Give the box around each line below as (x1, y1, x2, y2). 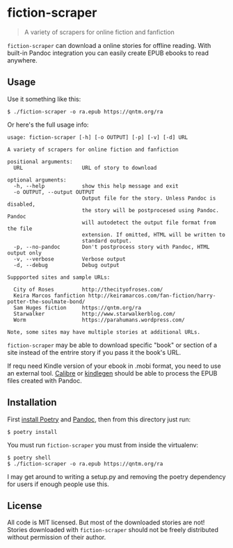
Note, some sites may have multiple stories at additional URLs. (7, 328, 200, 335)
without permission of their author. (7, 533, 106, 542)
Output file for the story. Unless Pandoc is (81, 195, 216, 202)
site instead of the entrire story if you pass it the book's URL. (7, 348, 182, 356)
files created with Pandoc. (7, 376, 82, 385)
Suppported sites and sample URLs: (7, 273, 111, 281)
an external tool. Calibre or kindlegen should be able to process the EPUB (7, 369, 218, 377)
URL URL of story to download (13, 164, 157, 171)
